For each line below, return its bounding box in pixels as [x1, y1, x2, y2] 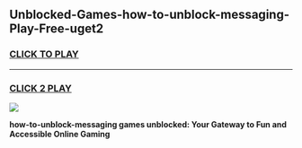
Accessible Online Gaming [9, 128, 111, 139]
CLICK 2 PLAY [9, 82, 72, 94]
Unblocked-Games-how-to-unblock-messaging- [9, 7, 290, 22]
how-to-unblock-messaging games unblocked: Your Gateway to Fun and [9, 118, 288, 129]
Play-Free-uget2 [9, 22, 104, 37]
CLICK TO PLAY [9, 48, 79, 61]
